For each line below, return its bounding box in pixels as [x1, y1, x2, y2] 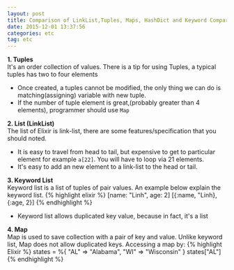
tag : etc [7, 36, 33, 43]
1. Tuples [7, 55, 33, 63]
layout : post [7, 10, 45, 17]
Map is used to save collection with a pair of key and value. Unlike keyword [7, 233, 223, 241]
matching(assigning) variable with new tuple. [17, 91, 146, 100]
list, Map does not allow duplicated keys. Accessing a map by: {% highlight [7, 240, 223, 248]
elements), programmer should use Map [17, 106, 130, 114]
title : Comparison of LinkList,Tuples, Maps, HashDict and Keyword [7, 17, 208, 24]
